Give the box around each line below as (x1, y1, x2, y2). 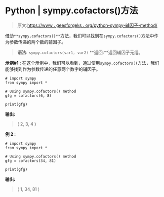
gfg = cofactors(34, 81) (5, 158, 56, 163)
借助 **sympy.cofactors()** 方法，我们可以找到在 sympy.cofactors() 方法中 (5, 33, 155, 39)
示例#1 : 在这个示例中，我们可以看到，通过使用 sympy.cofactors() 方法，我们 (5, 60, 160, 66)
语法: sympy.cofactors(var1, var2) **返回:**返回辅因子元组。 (17, 49, 143, 55)
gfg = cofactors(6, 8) (5, 93, 52, 98)
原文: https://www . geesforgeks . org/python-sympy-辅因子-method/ (17, 22, 158, 28)
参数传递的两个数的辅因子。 (9, 39, 66, 45)
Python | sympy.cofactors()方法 (5, 5, 138, 16)
